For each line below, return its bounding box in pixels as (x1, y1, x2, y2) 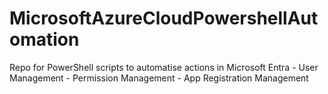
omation (9, 28, 80, 51)
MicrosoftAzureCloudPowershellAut (9, 7, 319, 30)
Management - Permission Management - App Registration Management (9, 72, 309, 84)
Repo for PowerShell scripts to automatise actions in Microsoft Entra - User (9, 61, 319, 73)
